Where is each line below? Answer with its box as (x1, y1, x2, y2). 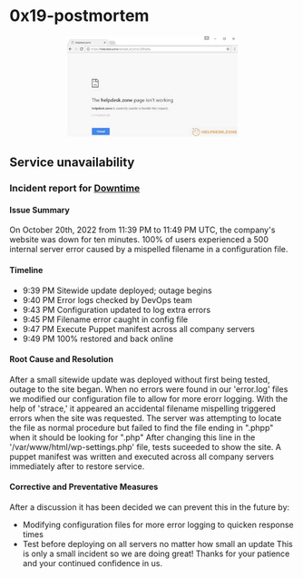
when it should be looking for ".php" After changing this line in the (9, 432, 256, 443)
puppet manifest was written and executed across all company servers (9, 451, 275, 462)
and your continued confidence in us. (22, 558, 163, 569)
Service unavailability (9, 155, 135, 171)
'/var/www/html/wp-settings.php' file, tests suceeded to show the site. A (9, 441, 281, 452)
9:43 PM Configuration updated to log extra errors (22, 304, 211, 315)
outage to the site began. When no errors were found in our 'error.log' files (9, 383, 288, 395)
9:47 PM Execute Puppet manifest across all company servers (22, 323, 256, 334)
